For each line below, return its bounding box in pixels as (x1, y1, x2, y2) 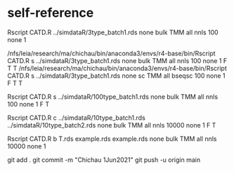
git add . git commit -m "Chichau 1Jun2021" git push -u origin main (7, 156, 201, 164)
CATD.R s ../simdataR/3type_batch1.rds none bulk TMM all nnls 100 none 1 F (7, 56, 228, 64)
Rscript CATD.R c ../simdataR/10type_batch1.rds (7, 114, 145, 122)
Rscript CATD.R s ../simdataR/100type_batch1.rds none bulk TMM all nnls (7, 93, 219, 101)
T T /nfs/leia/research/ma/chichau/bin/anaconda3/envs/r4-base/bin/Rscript (7, 64, 227, 72)
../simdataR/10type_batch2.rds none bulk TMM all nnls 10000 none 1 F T (7, 121, 216, 129)
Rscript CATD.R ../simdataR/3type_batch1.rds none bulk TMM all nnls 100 (7, 28, 219, 36)
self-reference (7, 5, 94, 21)
